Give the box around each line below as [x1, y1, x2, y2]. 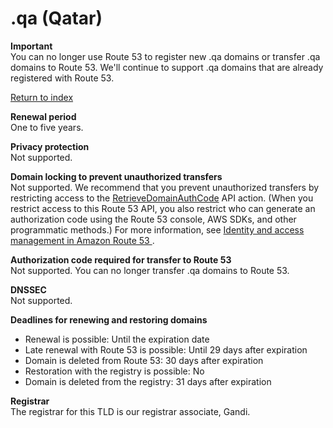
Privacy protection [10, 140, 90, 152]
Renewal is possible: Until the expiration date [24, 333, 210, 345]
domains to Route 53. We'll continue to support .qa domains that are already [10, 61, 324, 73]
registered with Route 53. [10, 72, 115, 84]
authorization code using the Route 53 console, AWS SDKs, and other [10, 213, 297, 225]
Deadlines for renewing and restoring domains [10, 313, 208, 326]
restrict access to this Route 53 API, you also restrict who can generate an [10, 202, 316, 214]
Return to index [10, 91, 74, 103]
